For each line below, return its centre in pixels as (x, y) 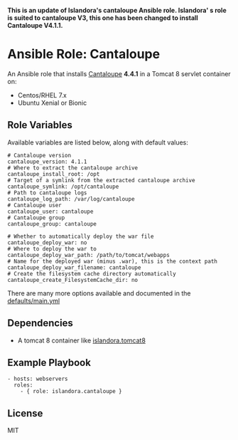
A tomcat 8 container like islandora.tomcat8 (81, 340)
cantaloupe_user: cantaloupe (50, 211)
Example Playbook (49, 362)
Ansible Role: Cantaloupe (84, 54)
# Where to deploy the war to (52, 248)
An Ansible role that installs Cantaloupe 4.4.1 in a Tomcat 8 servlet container (119, 73)
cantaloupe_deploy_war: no (47, 242)
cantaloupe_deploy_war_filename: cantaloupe (74, 267)
